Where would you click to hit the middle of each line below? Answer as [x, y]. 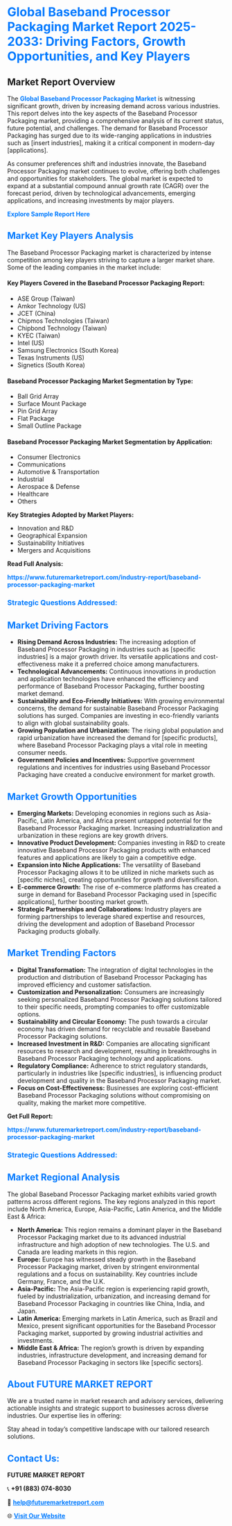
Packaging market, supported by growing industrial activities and [110, 1333]
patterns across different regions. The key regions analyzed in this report [111, 1201]
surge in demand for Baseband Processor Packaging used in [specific [117, 894]
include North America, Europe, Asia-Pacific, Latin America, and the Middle [115, 1209]
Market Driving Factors [58, 625]
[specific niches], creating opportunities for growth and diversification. [118, 880]
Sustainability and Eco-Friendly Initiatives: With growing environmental [121, 701]
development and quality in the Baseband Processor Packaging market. [119, 1080]
